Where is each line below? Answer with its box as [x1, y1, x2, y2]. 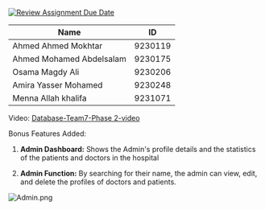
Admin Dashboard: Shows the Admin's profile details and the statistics [19, 145, 256, 154]
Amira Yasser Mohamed [12, 80, 103, 90]
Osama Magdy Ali [12, 67, 80, 77]
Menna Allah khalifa [12, 93, 87, 104]
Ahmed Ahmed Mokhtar [12, 40, 103, 51]
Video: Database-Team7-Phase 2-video [8, 113, 140, 122]
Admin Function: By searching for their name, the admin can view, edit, [19, 169, 258, 178]
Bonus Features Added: [8, 129, 87, 138]
